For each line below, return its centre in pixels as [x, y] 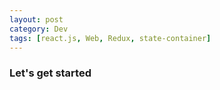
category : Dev [39, 29]
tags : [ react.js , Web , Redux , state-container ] [110, 38]
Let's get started [50, 73]
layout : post [36, 19]
